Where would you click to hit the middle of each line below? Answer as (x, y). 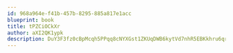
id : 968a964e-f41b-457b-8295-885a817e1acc (69, 13)
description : (26, 39)
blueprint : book (31, 20)
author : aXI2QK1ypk (35, 33)
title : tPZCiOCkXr (34, 26)
